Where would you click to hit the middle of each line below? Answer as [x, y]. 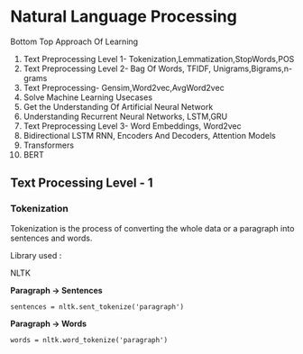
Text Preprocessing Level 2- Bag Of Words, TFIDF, [117, 68]
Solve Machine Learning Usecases [87, 97]
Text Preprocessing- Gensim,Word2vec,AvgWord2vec [124, 87]
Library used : [36, 255]
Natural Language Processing [124, 17]
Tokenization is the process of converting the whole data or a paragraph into [152, 228]
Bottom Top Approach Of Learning [74, 41]
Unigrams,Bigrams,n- [252, 68]
